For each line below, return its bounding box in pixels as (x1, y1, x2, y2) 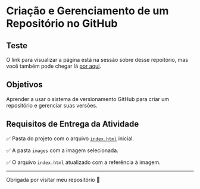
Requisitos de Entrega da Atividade (6, 119, 139, 129)
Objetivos (6, 80, 43, 90)
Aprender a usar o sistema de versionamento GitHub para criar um (6, 95, 170, 102)
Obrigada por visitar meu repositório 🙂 (6, 176, 100, 183)
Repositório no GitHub (6, 17, 118, 30)
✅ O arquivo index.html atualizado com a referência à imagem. (6, 159, 161, 166)
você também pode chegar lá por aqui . (6, 62, 102, 70)
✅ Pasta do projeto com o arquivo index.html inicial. (6, 135, 134, 142)
